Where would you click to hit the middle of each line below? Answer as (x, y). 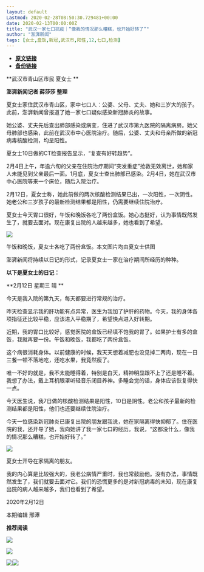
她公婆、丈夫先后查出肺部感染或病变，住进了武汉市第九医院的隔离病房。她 (99, 125)
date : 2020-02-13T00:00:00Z (42, 23)
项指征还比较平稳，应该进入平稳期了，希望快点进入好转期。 (81, 319)
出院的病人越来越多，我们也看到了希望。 (57, 489)
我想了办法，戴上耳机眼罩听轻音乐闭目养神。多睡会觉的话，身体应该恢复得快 (102, 380)
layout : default (27, 12)
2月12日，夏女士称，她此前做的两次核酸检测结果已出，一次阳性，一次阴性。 (101, 194)
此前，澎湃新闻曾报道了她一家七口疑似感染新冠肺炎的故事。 (81, 112)
